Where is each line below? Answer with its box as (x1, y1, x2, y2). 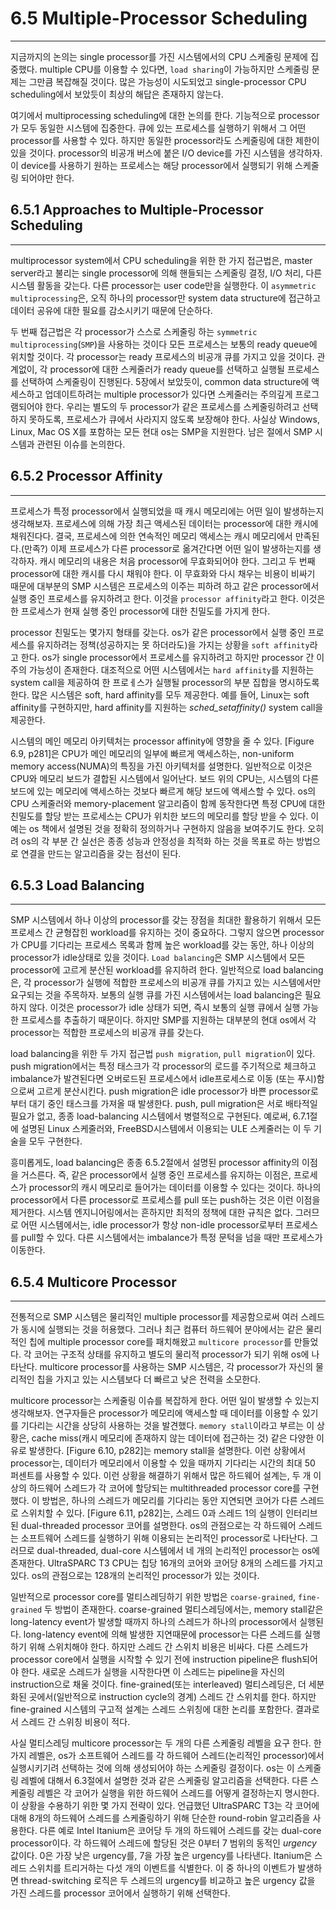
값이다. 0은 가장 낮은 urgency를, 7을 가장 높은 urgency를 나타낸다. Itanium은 (10, 1850, 313, 1862)
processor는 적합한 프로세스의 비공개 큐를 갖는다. (10, 1027, 205, 1039)
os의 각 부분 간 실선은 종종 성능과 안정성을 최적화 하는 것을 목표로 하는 (20, 835, 295, 847)
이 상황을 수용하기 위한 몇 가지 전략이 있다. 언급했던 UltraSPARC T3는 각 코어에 (10, 1800, 320, 1812)
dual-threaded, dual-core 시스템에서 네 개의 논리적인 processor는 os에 (36, 1545, 320, 1557)
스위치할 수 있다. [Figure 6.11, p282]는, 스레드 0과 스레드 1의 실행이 (20, 1507, 284, 1519)
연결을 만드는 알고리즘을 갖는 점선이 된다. (20, 847, 182, 859)
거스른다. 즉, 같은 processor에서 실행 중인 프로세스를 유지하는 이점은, (20, 1169, 292, 1181)
